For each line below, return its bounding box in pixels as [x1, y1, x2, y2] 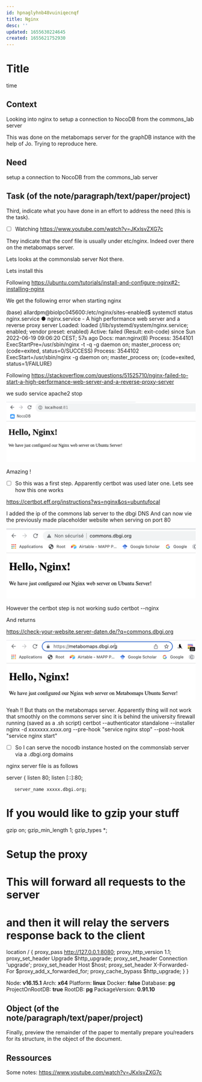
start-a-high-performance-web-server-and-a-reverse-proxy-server [6, 378, 174, 385]
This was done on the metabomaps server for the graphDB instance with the [6, 133, 196, 141]
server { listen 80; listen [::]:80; [6, 774, 83, 781]
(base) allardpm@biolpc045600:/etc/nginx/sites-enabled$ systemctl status [6, 309, 194, 316]
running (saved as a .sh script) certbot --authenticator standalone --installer [6, 719, 195, 727]
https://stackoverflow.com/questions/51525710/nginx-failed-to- [31, 371, 189, 379]
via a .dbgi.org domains [14, 751, 73, 758]
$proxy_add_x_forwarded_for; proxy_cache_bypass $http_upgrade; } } [16, 968, 189, 975]
